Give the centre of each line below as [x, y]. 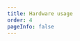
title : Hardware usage [40, 14]
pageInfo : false [31, 26]
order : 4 [20, 20]
